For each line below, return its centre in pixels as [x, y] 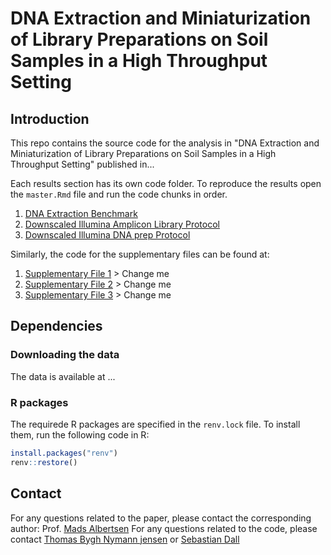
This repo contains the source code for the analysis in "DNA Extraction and [165, 143]
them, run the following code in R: [80, 434]
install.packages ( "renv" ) [64, 453]
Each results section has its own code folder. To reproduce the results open [166, 183]
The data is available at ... [63, 376]
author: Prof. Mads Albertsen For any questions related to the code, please [164, 528]
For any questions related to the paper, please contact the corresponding [161, 518]
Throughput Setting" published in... [82, 164]
